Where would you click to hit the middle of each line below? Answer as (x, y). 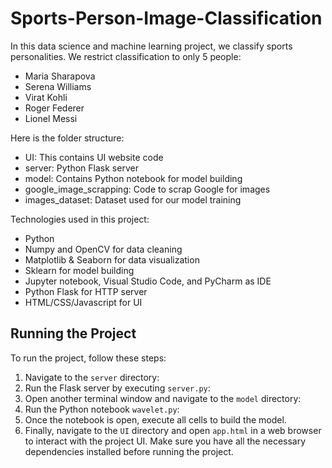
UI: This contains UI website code (94, 157)
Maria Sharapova (60, 76)
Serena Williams (58, 86)
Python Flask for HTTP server (86, 291)
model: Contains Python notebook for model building (133, 178)
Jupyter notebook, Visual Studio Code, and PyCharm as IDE (148, 281)
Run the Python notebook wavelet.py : (102, 409)
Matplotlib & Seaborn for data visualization (112, 259)
